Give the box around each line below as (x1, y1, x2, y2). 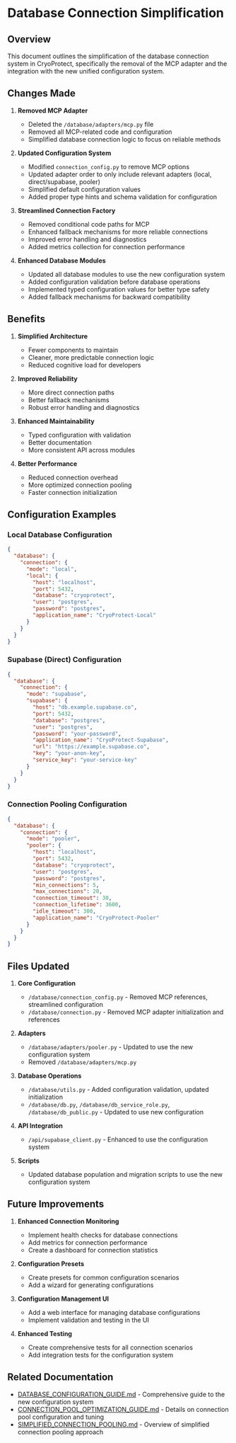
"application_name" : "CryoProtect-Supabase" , (33, 736, 170, 744)
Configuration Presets (17, 1259, 85, 1268)
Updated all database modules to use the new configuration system (28, 270, 225, 278)
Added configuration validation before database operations (28, 278, 201, 286)
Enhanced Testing (17, 1329, 73, 1338)
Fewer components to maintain (28, 346, 119, 354)
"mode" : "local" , (25, 565, 78, 573)
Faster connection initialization (28, 488, 118, 496)
